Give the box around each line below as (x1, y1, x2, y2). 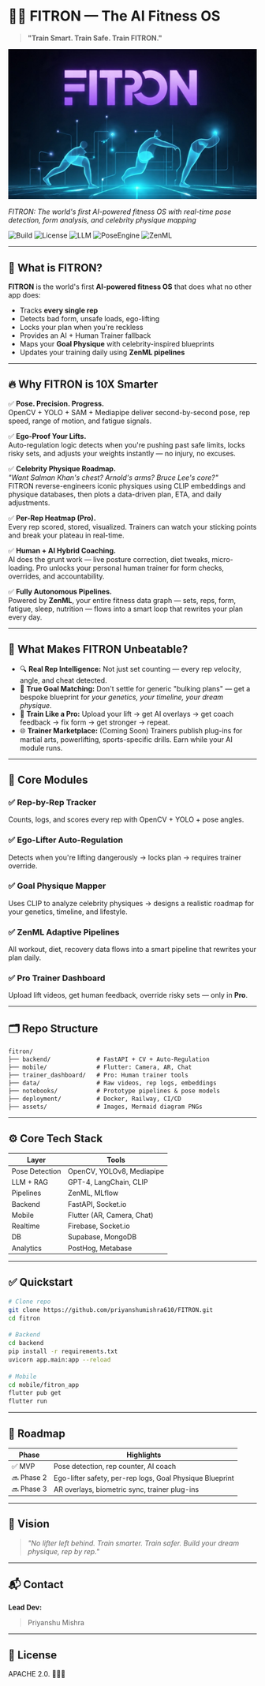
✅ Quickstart (8, 1276, 73, 1289)
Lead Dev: (8, 1602, 42, 1613)
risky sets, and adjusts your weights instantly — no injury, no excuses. (8, 448, 237, 458)
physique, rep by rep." (27, 1546, 100, 1556)
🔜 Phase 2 (11, 1473, 47, 1482)
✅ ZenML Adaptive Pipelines (8, 927, 120, 938)
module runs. (19, 743, 63, 752)
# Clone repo (8, 1298, 51, 1306)
